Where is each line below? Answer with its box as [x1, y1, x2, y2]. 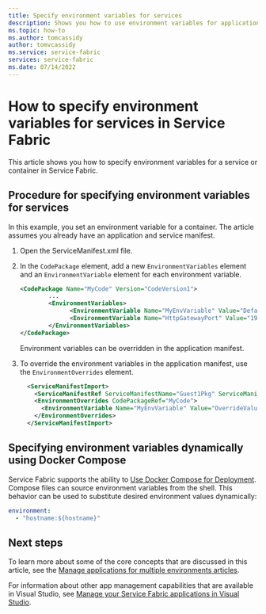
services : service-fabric [8, 56, 93, 64]
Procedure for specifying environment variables [8, 189, 251, 202]
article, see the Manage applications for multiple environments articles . [8, 566, 240, 575]
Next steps [8, 536, 63, 549]
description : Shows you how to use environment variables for [8, 19, 218, 27]
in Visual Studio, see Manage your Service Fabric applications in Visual [8, 589, 240, 599]
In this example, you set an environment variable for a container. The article [8, 222, 255, 231]
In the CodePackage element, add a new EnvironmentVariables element [19, 261, 247, 270]
